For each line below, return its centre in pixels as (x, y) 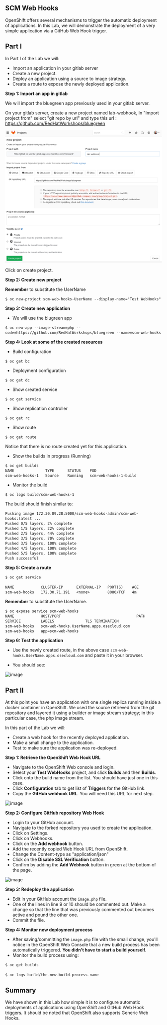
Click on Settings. (30, 833)
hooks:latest (19, 519)
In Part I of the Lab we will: (32, 58)
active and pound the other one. (45, 915)
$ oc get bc (17, 362)
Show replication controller (40, 409)
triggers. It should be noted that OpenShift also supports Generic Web (77, 1013)
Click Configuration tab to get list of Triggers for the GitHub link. (79, 788)
